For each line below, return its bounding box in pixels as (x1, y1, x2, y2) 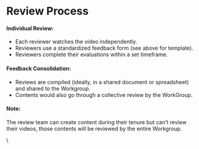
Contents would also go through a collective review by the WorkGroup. (15, 91, 193, 98)
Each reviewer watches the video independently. (15, 38, 138, 45)
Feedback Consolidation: (6, 65, 71, 72)
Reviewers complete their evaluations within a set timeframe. (15, 51, 168, 58)
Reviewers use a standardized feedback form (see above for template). (15, 44, 194, 52)
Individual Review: (6, 24, 54, 31)
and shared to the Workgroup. (15, 85, 91, 92)
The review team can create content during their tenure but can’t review (6, 118, 187, 125)
